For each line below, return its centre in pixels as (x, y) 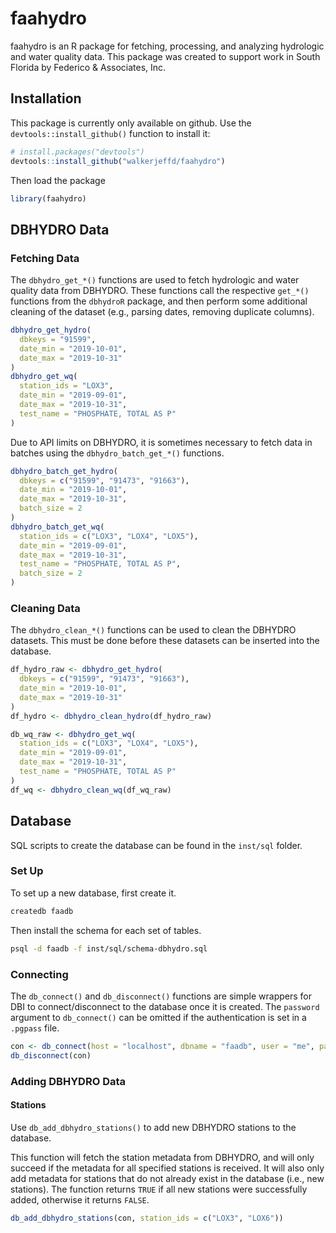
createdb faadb (42, 911)
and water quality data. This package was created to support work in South (165, 56)
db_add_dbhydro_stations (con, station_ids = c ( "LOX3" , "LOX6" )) (147, 1218)
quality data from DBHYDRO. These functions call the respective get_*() (160, 291)
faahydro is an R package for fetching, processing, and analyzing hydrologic (167, 46)
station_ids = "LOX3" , (66, 386)
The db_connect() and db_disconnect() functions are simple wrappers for (161, 996)
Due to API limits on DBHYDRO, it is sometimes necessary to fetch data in (161, 442)
